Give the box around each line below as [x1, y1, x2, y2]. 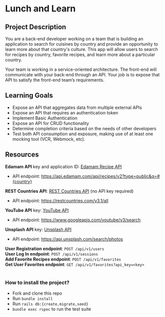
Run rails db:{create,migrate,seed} [12, 301, 89, 307]
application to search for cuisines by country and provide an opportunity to [5, 41, 159, 47]
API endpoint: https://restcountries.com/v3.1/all [12, 198, 109, 204]
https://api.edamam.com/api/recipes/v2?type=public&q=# [41, 173, 160, 179]
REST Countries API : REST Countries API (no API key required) [5, 188, 134, 194]
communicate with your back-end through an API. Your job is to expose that [5, 72, 160, 77]
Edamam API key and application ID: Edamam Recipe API [5, 163, 122, 169]
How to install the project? [5, 279, 70, 286]
